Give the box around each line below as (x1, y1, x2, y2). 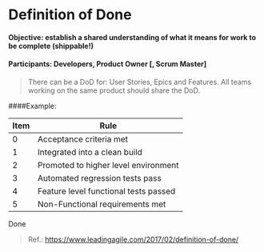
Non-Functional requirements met (37, 198, 166, 210)
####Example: (8, 101, 57, 110)
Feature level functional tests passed (37, 186, 176, 197)
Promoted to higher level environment (37, 159, 179, 170)
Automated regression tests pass (37, 172, 162, 183)
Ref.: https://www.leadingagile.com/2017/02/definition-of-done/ (27, 234, 239, 244)
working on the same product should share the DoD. (27, 86, 201, 95)
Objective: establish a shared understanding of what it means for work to (8, 32, 257, 42)
